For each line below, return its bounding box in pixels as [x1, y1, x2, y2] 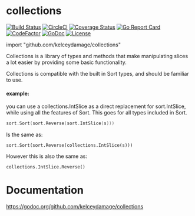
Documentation [6, 184, 84, 197]
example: [6, 90, 29, 97]
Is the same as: [6, 131, 43, 139]
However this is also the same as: [6, 153, 87, 160]
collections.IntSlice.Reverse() [6, 164, 85, 170]
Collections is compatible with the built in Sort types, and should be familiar [6, 70, 190, 77]
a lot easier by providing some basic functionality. [6, 59, 127, 66]
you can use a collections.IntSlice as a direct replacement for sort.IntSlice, [6, 103, 186, 110]
